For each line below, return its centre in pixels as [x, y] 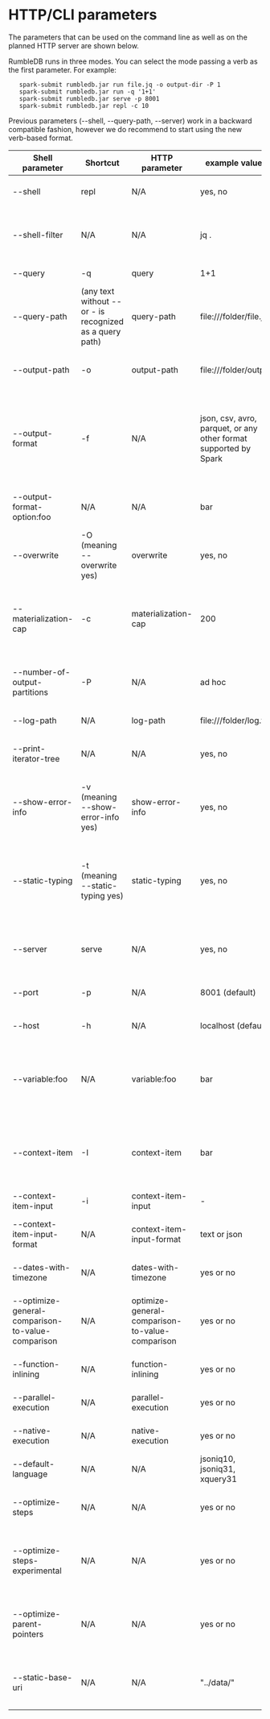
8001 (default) [228, 992]
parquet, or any [229, 428]
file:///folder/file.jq [234, 316]
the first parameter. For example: [62, 69]
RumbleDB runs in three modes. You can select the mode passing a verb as [133, 61]
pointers [28, 1634]
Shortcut [102, 163]
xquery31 [218, 1479]
